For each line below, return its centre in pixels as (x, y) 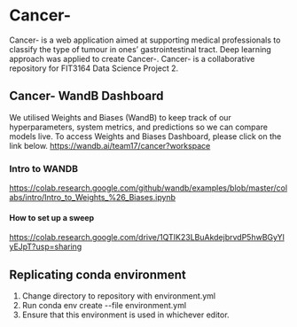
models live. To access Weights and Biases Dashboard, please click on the (145, 136)
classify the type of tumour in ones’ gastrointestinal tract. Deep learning (141, 49)
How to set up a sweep (52, 217)
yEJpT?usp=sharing (46, 247)
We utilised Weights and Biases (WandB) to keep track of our (121, 117)
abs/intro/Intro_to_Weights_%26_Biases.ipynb (92, 198)
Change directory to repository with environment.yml (118, 296)
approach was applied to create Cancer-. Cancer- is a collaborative (132, 58)
